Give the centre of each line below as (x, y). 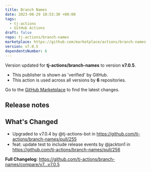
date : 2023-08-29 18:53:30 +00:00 (41, 14)
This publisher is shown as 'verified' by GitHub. (60, 75)
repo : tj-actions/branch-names (37, 38)
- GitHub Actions (27, 28)
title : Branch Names (26, 10)
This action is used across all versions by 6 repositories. (69, 80)
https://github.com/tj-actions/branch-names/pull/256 (66, 149)
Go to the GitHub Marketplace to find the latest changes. (62, 89)
